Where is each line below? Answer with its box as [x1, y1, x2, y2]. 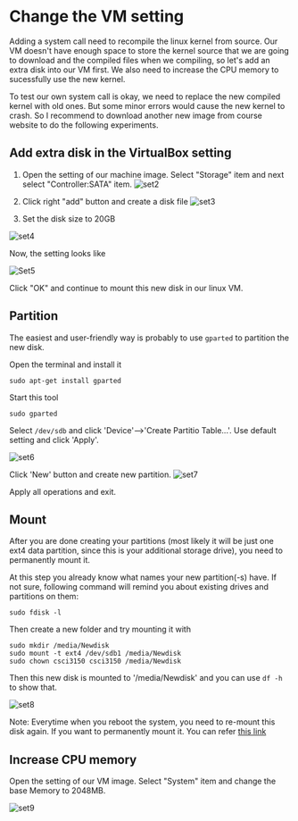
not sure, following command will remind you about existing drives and [9, 582, 269, 592]
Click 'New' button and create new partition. [9, 469, 172, 480]
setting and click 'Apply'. [9, 434, 100, 445]
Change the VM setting [9, 6, 185, 27]
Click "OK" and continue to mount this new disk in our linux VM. [9, 282, 244, 293]
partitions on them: [9, 591, 79, 602]
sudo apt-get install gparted [9, 376, 122, 385]
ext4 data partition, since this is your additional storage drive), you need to [9, 545, 284, 556]
